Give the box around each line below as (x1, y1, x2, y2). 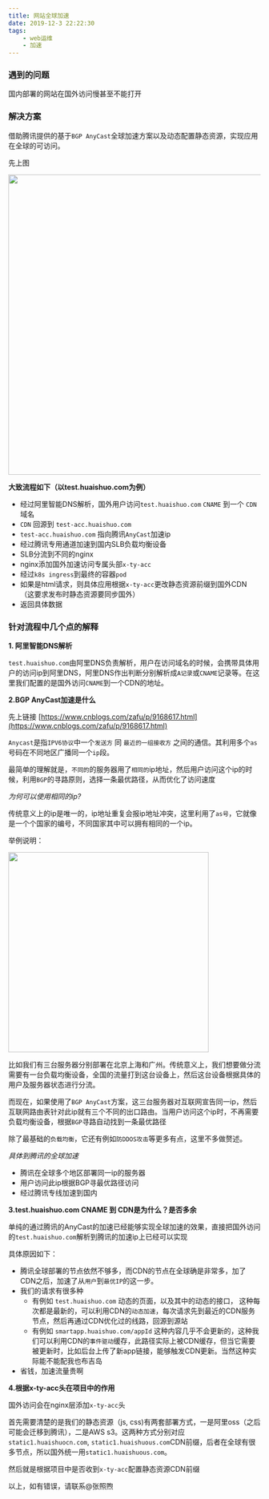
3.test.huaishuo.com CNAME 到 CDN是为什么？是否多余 (8, 1205, 197, 1215)
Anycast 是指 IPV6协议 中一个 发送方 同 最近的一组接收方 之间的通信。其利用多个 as (8, 737, 258, 747)
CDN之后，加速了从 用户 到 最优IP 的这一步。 (19, 1276, 159, 1286)
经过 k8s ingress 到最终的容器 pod (19, 569, 127, 579)
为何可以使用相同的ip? (8, 792, 82, 802)
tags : (8, 26, 26, 34)
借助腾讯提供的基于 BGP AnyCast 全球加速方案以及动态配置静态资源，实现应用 (8, 131, 259, 140)
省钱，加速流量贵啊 (19, 1366, 84, 1376)
